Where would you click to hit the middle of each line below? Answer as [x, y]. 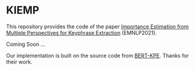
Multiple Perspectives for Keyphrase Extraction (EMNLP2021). [82, 32]
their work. [19, 62]
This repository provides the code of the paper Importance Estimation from [97, 26]
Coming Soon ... [26, 44]
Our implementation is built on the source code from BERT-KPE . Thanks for [97, 55]
